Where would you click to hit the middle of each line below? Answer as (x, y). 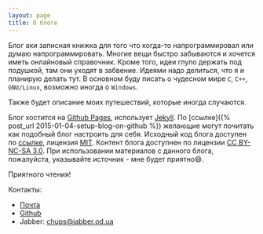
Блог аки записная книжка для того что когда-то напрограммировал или (131, 45)
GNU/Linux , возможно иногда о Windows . (73, 86)
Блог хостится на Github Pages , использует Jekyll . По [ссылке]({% (119, 117)
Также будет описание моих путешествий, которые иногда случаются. (128, 102)
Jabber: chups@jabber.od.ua (66, 221)
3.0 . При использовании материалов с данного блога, (123, 151)
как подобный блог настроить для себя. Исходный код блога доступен (128, 133)
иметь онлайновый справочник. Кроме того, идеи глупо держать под (125, 62)
